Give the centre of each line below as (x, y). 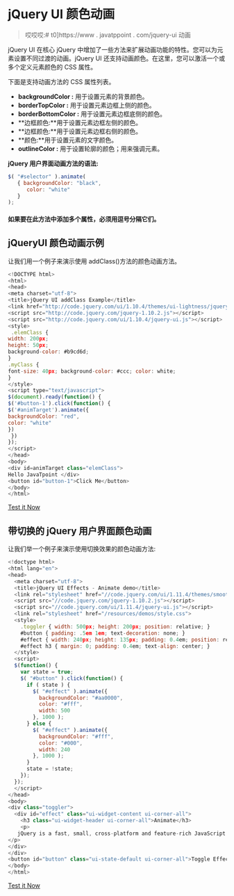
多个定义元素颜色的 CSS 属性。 (52, 67)
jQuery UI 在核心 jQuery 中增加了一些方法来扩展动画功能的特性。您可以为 (112, 49)
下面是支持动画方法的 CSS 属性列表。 (61, 81)
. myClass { (24, 365)
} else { (39, 724)
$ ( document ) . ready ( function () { (55, 397)
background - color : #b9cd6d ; (49, 352)
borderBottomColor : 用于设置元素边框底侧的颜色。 (92, 114)
